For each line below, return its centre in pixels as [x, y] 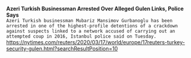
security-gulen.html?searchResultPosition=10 [62, 48]
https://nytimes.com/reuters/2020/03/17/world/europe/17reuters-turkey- [96, 42]
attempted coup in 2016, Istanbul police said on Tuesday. [81, 36]
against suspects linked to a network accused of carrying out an [91, 31]
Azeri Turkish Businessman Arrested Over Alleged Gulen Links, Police [95, 9]
